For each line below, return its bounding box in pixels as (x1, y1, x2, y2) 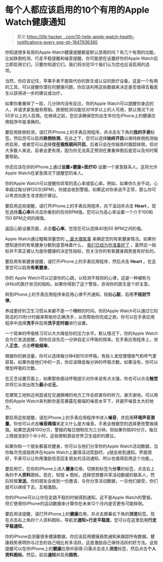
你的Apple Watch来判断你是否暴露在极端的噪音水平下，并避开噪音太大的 (5, 398, 149, 404)
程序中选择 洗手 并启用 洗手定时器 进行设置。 (5, 320, 90, 326)
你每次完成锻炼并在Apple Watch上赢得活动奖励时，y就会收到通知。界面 (5, 449, 148, 455)
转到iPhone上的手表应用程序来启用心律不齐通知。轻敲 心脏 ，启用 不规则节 (5, 291, 151, 297)
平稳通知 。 (5, 523, 27, 529)
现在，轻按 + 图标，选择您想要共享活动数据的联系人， (43, 472, 151, 478)
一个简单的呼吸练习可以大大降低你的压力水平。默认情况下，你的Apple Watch (5, 330, 158, 336)
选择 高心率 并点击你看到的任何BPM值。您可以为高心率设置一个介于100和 (9, 209, 154, 215)
